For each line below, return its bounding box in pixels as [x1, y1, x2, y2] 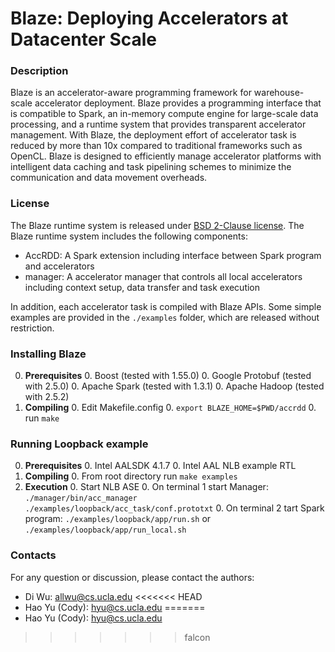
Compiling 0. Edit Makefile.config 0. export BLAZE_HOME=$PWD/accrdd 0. [24, 402, 317, 414]
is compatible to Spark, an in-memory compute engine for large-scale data [10, 108, 319, 120]
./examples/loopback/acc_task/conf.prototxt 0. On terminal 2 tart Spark [24, 502, 325, 514]
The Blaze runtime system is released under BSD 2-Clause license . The [10, 219, 305, 231]
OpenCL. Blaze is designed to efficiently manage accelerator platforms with [10, 150, 322, 162]
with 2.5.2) [24, 391, 70, 403]
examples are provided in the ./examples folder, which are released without [10, 311, 320, 323]
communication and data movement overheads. [10, 172, 208, 184]
